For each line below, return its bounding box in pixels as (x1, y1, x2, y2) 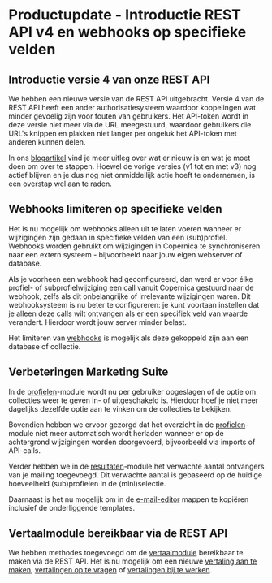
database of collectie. (8, 341, 81, 351)
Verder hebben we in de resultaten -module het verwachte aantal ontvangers (8, 461, 265, 471)
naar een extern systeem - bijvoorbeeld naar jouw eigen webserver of (8, 249, 243, 259)
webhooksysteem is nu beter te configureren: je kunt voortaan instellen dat (8, 300, 260, 309)
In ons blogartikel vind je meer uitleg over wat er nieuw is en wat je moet (8, 153, 251, 162)
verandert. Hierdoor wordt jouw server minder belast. (8, 317, 187, 326)
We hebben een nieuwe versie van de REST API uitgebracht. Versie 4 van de (8, 94, 265, 103)
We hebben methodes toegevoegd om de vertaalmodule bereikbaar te (8, 548, 244, 558)
